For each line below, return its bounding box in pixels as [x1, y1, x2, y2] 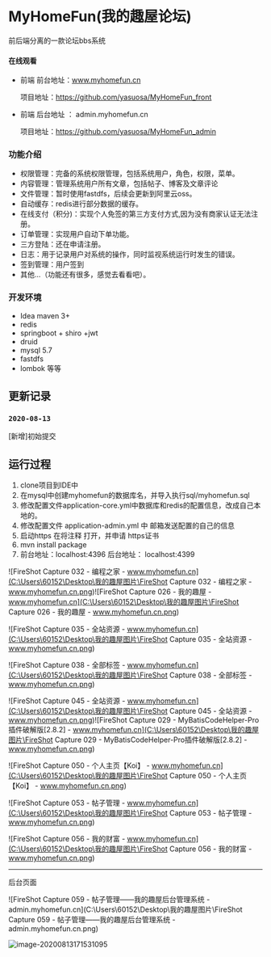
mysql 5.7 [19, 345, 52, 355]
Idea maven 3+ [19, 310, 71, 320]
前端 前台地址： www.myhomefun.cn [19, 75, 141, 85]
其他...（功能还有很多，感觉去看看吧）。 [19, 270, 151, 280]
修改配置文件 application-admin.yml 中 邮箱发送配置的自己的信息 [19, 521, 236, 530]
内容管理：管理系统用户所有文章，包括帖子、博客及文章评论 [19, 179, 219, 188]
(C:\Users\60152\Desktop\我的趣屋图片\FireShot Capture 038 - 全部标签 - [8, 670, 252, 680]
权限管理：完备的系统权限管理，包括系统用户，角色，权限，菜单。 [19, 169, 240, 179]
